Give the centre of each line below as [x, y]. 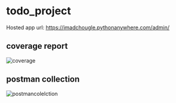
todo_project [39, 11]
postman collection [43, 79]
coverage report [37, 46]
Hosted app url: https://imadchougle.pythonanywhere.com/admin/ [88, 27]
